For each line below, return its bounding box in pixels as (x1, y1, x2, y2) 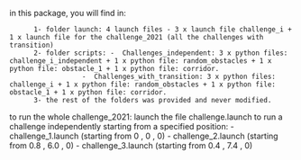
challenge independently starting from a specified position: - (9, 121, 234, 131)
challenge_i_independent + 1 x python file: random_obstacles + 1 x (9, 57, 272, 66)
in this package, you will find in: (9, 8, 126, 18)
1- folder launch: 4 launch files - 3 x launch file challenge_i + (32, 25, 293, 34)
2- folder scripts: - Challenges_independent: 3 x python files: (32, 49, 288, 58)
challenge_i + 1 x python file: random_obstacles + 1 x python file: (9, 80, 277, 89)
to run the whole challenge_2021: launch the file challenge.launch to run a (9, 111, 283, 122)
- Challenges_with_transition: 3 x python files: (81, 72, 277, 81)
